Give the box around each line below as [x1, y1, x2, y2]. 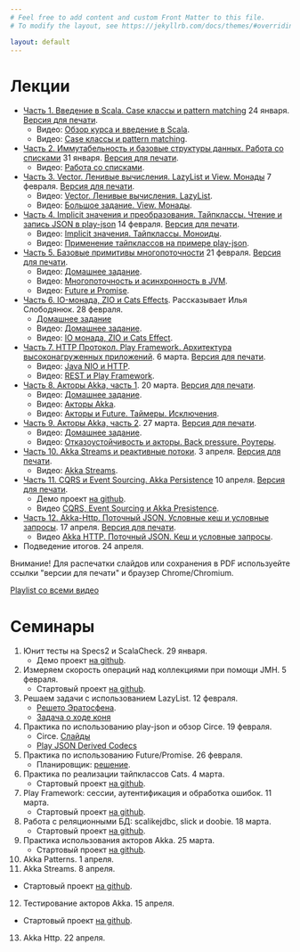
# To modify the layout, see [10, 21, 118, 30]
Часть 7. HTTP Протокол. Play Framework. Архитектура [22, 342, 232, 353]
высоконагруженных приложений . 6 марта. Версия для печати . [22, 351, 266, 362]
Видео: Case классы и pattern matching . [36, 134, 188, 144]
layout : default [10, 37, 70, 46]
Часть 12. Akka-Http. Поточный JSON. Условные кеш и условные [22, 513, 270, 523]
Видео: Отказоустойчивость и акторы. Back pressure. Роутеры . [36, 437, 277, 447]
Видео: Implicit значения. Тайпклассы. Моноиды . [36, 228, 222, 239]
